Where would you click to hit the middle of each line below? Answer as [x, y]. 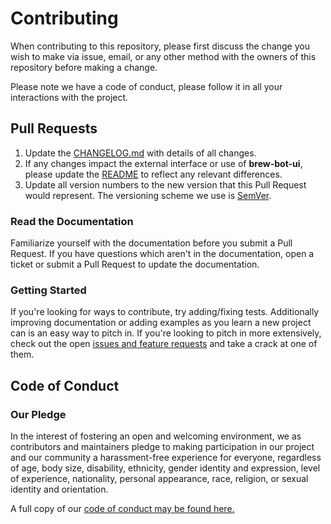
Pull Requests [54, 128]
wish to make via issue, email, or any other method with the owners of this [163, 56]
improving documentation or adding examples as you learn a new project [161, 323]
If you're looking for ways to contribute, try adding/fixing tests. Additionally [165, 312]
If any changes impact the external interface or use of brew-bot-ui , [163, 163]
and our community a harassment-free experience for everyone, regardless [166, 458]
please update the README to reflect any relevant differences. [153, 174]
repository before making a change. [84, 67]
